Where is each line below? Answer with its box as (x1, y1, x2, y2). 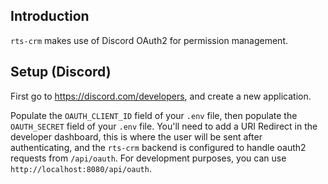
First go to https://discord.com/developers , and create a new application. (10, 90, 312, 102)
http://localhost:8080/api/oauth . (10, 162, 152, 174)
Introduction (10, 8, 90, 25)
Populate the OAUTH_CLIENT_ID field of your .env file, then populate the (10, 109, 298, 121)
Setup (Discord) (10, 64, 112, 81)
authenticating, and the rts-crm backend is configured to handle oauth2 (10, 141, 307, 153)
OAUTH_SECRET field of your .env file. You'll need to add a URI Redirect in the (10, 120, 318, 132)
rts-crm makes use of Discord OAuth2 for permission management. (10, 34, 288, 46)
